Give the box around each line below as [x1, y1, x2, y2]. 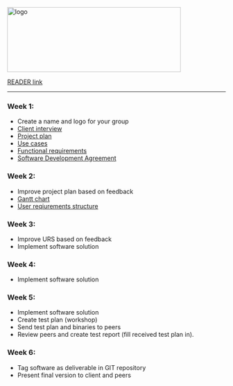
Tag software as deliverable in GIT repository [17, 363, 146, 371]
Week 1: [7, 101, 35, 111]
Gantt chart [17, 194, 50, 203]
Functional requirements [17, 147, 87, 155]
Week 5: [7, 292, 36, 302]
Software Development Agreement [17, 154, 116, 162]
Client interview [17, 125, 62, 133]
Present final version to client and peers [17, 371, 132, 379]
